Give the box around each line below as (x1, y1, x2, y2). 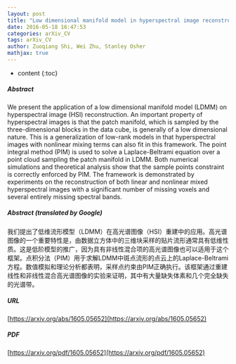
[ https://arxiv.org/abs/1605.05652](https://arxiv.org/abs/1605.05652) (7, 314, 207, 322)
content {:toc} (17, 68, 58, 77)
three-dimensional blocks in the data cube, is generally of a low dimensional (7, 125, 228, 134)
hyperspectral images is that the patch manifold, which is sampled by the (7, 118, 219, 126)
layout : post (7, 10, 46, 18)
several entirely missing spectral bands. (7, 192, 122, 201)
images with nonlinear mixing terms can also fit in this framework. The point (7, 140, 227, 149)
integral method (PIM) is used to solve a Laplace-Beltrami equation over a (7, 147, 221, 156)
